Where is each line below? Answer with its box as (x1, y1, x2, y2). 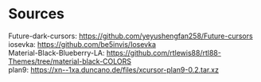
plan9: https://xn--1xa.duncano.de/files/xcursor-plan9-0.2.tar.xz (8, 64, 219, 74)
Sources (8, 5, 65, 23)
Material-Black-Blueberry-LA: (8, 48, 105, 57)
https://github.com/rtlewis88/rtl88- (106, 48, 221, 57)
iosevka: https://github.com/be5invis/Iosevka (8, 39, 157, 49)
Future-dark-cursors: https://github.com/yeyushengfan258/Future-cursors (8, 31, 253, 41)
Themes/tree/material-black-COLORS (8, 57, 132, 66)
